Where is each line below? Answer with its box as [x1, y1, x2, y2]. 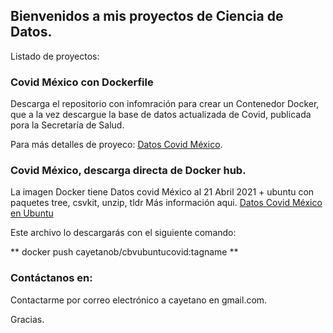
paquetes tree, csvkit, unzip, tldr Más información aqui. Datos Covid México [10, 197, 323, 209]
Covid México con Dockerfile [10, 75, 154, 89]
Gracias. [10, 313, 45, 325]
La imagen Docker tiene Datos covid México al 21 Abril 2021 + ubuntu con [10, 186, 315, 198]
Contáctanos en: [10, 271, 93, 285]
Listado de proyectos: [10, 50, 100, 62]
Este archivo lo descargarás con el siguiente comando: [10, 227, 237, 239]
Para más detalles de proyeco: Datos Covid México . [10, 139, 223, 151]
